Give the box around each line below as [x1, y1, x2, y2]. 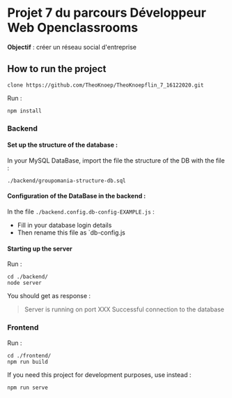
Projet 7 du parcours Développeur [7, 5, 207, 21]
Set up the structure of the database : [7, 141, 118, 149]
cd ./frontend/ [7, 352, 52, 359]
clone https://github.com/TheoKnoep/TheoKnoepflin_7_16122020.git [7, 82, 204, 89]
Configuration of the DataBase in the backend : [7, 192, 146, 200]
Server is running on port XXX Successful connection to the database [24, 305, 225, 314]
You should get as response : [7, 292, 91, 300]
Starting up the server [7, 244, 72, 253]
